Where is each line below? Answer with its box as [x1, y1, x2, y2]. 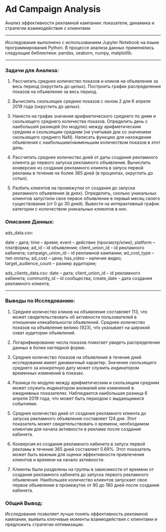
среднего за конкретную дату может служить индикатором [12, 365, 139, 371]
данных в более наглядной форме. [12, 344, 86, 350]
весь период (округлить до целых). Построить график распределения [12, 83, 161, 90]
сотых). [12, 175, 28, 181]
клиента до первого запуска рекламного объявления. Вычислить [12, 160, 151, 165]
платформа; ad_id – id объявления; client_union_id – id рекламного [5, 244, 145, 251]
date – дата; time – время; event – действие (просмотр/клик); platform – [5, 239, 156, 245]
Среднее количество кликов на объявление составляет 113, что [12, 309, 148, 315]
